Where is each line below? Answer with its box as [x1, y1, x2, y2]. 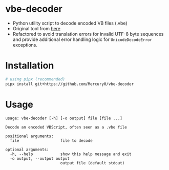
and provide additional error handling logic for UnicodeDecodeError [12, 36, 153, 42]
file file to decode [10, 138, 93, 143]
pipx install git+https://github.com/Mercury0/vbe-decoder [5, 81, 134, 87]
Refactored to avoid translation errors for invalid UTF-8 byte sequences [12, 31, 164, 37]
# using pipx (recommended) [5, 76, 66, 82]
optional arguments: [5, 147, 50, 152]
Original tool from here [12, 25, 60, 31]
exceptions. [12, 41, 37, 48]
